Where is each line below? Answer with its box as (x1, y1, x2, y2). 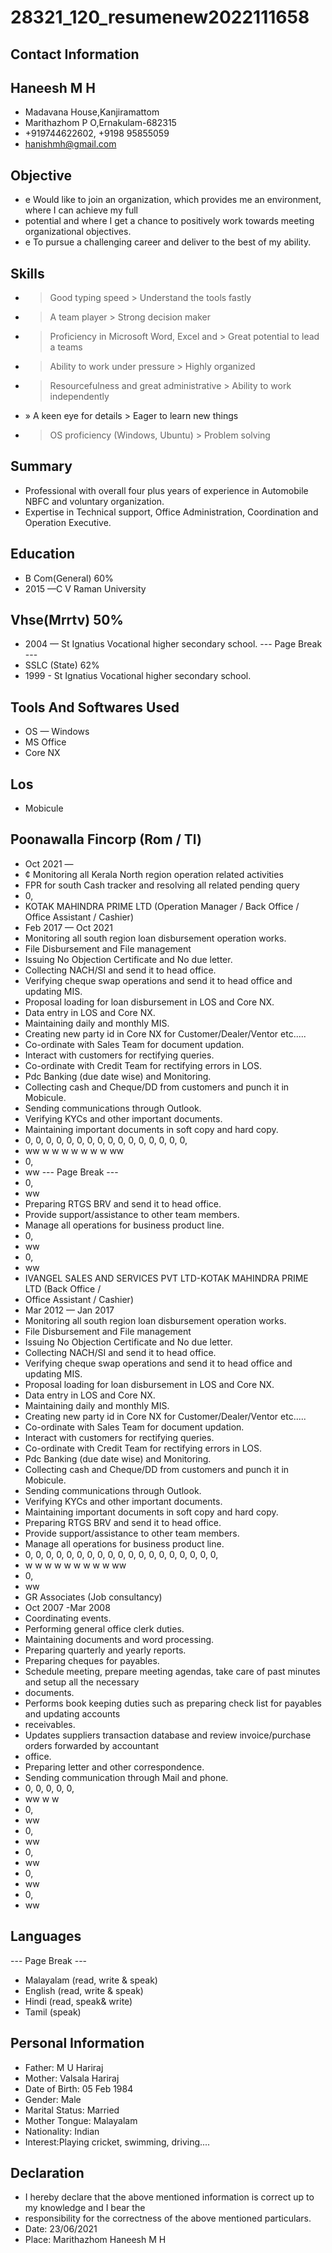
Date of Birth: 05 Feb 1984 (24, 2082, 134, 2095)
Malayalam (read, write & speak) (24, 1974, 158, 1986)
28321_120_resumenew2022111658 (10, 6, 310, 29)
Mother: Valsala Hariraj (24, 2072, 120, 2084)
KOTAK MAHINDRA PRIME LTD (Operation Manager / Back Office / (24, 900, 300, 912)
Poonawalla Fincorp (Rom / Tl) (10, 831, 202, 848)
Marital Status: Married (24, 2104, 120, 2116)
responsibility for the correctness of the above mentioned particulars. (24, 2212, 312, 2225)
